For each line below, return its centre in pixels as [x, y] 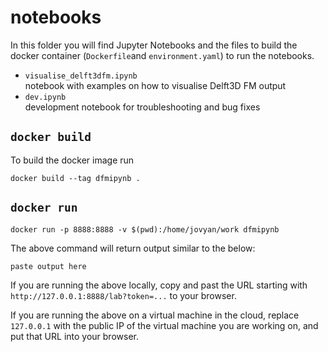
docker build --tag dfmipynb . [75, 178]
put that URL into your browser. [74, 336]
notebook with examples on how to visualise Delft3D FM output [155, 85]
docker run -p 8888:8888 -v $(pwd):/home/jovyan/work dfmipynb [145, 229]
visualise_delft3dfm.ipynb [81, 76]
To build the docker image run [72, 160]
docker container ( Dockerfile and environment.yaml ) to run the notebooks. [162, 55]
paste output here [48, 266]
